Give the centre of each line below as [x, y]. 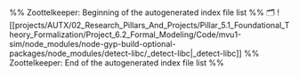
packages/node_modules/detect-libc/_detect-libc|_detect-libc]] [125, 53]
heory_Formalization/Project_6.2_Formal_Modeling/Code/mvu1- [125, 35]
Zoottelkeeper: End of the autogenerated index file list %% [117, 63]
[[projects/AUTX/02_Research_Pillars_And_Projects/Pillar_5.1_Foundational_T [149, 25]
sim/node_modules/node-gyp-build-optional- [93, 44]
